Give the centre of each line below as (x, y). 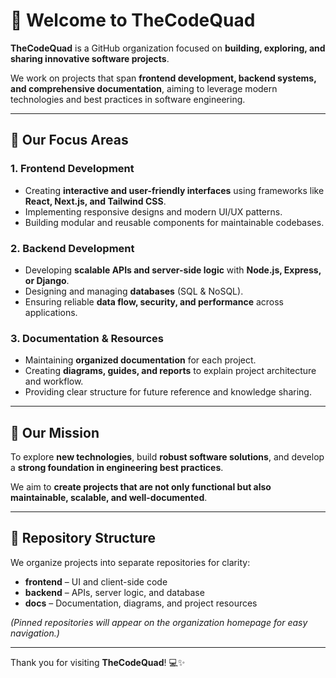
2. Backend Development (72, 248)
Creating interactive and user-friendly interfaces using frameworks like (174, 190)
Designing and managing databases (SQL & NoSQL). (134, 291)
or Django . (47, 280)
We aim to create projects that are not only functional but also (141, 487)
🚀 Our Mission (55, 432)
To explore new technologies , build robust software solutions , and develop (167, 457)
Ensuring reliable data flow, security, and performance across (154, 301)
